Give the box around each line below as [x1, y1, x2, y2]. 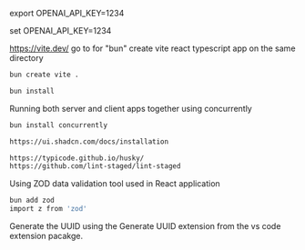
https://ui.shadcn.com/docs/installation [9, 136, 169, 146]
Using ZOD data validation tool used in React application [9, 178, 220, 189]
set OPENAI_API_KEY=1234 [9, 25, 112, 35]
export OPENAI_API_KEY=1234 [9, 8, 125, 18]
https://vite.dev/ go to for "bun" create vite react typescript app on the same [9, 43, 296, 54]
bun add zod [9, 195, 55, 205]
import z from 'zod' [9, 205, 88, 214]
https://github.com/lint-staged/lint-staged [9, 162, 181, 171]
